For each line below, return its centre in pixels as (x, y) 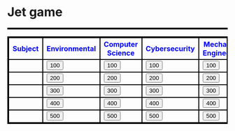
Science (121, 53)
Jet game (35, 12)
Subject (26, 48)
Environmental (71, 48)
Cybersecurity (170, 48)
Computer (121, 44)
